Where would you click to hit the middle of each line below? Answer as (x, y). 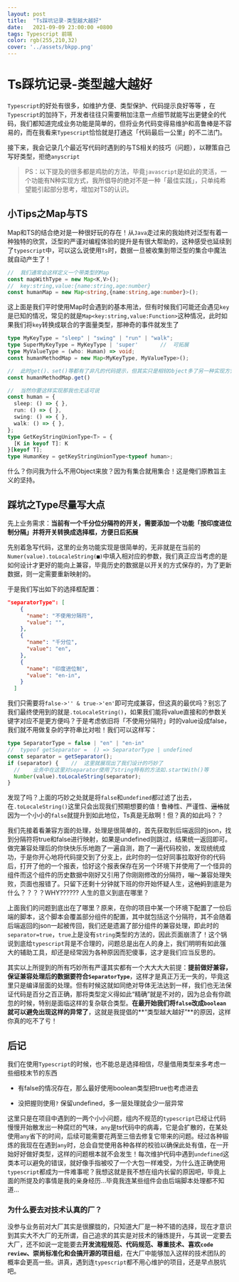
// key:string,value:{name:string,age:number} (79, 286)
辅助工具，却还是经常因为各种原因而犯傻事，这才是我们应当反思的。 (119, 952)
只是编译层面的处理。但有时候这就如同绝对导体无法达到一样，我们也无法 (119, 985)
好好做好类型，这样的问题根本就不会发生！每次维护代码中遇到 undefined (118, 1154)
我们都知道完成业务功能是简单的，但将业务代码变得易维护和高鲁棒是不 (122, 123)
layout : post (27, 14)
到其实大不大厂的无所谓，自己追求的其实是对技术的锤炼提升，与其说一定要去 (119, 1236)
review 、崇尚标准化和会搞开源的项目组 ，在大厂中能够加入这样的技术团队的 (117, 1254)
